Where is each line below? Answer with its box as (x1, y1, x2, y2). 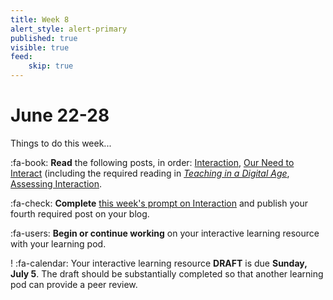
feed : (10, 52, 33, 62)
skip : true (28, 61, 74, 71)
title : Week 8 (10, 14, 70, 25)
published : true (10, 33, 78, 43)
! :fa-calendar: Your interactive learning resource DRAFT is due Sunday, (10, 257, 308, 269)
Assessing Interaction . (10, 177, 103, 190)
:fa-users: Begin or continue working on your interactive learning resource (10, 227, 320, 239)
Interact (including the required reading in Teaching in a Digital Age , (10, 167, 290, 179)
